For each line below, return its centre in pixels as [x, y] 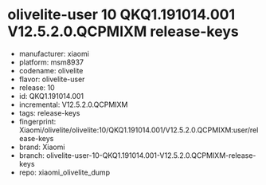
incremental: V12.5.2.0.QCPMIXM [73, 104]
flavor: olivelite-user [52, 79]
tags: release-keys [49, 112]
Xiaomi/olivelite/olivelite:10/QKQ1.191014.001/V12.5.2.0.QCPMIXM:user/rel [139, 130]
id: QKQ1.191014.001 [51, 96]
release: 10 [37, 87]
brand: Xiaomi [42, 147]
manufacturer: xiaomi [54, 53]
